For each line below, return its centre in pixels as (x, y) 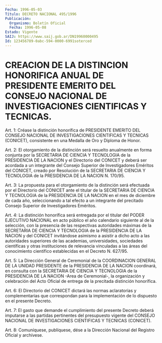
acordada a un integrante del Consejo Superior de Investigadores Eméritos (79, 165)
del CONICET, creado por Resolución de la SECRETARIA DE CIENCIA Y (75, 170)
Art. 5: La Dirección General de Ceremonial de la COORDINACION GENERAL (81, 261)
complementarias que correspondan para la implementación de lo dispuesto (81, 295)
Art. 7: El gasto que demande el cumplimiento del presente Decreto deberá (79, 310)
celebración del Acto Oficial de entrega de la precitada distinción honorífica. (81, 281)
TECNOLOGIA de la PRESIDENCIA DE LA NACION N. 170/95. (65, 176)
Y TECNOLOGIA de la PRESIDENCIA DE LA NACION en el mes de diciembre (80, 195)
